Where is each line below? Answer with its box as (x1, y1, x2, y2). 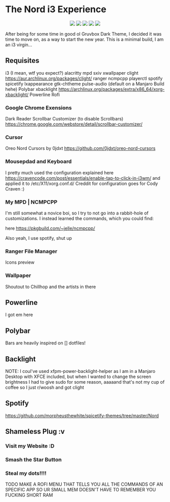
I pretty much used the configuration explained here (5, 169, 114, 176)
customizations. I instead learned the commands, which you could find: (5, 215, 154, 222)
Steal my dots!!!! (5, 469, 47, 477)
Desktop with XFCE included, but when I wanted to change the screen (5, 373, 152, 380)
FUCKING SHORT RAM (5, 492, 53, 498)
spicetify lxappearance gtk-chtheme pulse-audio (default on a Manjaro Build (5, 80, 164, 87)
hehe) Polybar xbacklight (5, 86, 58, 92)
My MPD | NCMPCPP (5, 198, 58, 205)
